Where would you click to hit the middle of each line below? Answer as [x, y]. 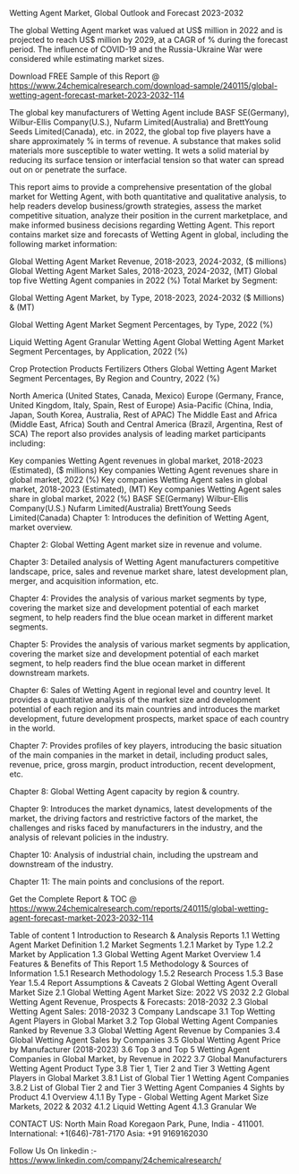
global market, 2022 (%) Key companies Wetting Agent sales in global [139, 480]
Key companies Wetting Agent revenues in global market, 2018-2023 [137, 461]
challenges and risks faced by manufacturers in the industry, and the [136, 828]
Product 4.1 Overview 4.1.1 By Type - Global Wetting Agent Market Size [139, 1097]
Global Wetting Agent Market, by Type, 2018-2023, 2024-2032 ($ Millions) [147, 298]
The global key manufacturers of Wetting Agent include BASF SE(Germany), [149, 112]
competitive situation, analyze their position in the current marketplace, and [149, 215]
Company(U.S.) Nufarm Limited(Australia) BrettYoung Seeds [120, 508]
